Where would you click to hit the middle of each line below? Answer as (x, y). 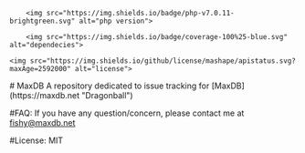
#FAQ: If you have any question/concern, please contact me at (127, 113)
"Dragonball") (108, 95)
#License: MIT (37, 140)
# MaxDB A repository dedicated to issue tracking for (110, 86)
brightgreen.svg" (42, 21)
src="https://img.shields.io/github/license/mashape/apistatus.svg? (163, 61)
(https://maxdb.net (45, 95)
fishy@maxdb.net (42, 122)
